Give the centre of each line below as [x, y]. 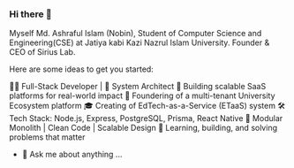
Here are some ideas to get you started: [82, 69]
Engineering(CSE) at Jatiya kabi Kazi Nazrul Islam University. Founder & [139, 42]
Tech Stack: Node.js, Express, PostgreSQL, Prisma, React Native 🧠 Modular [146, 118]
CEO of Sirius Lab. [42, 52]
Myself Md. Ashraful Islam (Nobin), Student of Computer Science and [136, 34]
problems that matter [47, 137]
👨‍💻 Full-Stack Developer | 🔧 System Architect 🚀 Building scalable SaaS [138, 87]
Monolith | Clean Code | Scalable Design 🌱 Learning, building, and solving [143, 128]
